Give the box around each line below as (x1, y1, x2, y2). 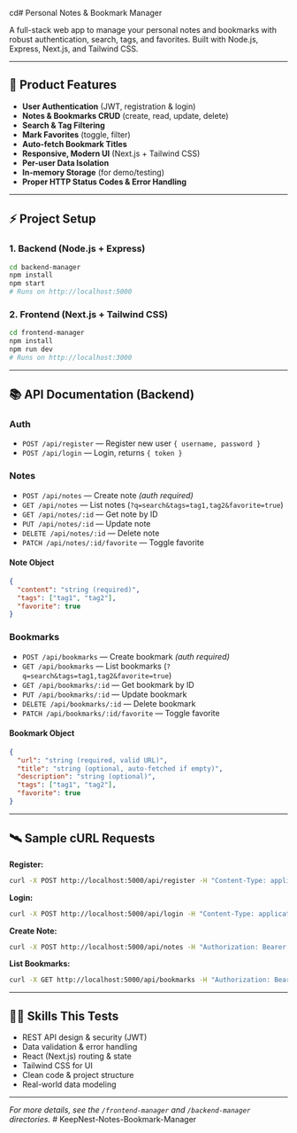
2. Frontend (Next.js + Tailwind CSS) (9, 308, 169, 320)
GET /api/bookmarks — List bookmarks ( (21, 660, 167, 671)
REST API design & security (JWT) (21, 1032, 148, 1043)
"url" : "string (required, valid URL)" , (17, 755, 168, 765)
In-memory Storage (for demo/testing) (21, 167, 165, 177)
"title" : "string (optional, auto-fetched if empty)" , (17, 764, 224, 773)
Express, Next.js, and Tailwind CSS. (9, 43, 139, 54)
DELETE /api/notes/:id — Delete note (21, 527, 160, 538)
